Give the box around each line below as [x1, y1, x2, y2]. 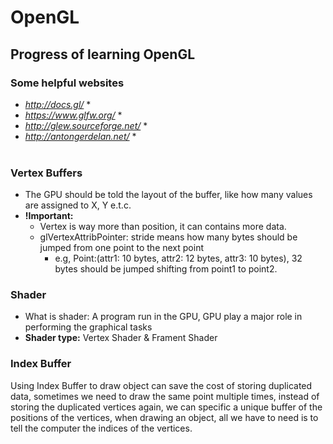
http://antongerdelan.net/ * [24, 130, 137, 142]
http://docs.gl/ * [24, 98, 92, 110]
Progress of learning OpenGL [10, 46, 196, 63]
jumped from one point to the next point [39, 242, 204, 254]
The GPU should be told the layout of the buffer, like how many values [24, 189, 313, 201]
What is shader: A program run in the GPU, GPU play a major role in [24, 311, 303, 323]
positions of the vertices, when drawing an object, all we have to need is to [10, 411, 319, 423]
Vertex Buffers [10, 166, 83, 180]
